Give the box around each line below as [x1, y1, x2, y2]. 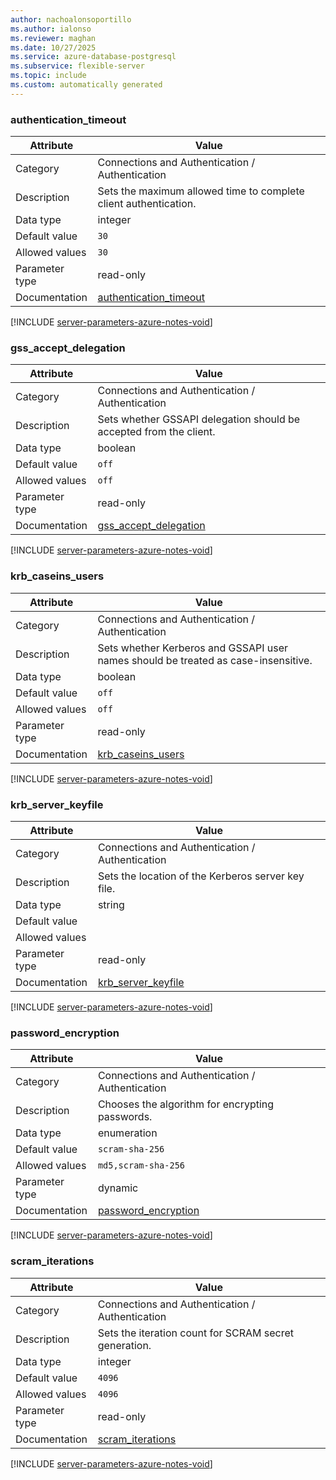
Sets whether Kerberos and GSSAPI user [97, 641, 289, 655]
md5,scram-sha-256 [97, 1160, 186, 1171]
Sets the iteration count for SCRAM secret [97, 1326, 295, 1340]
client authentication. [97, 197, 197, 211]
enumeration [97, 1126, 158, 1140]
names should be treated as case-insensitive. [97, 653, 313, 667]
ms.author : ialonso [10, 24, 92, 34]
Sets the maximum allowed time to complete [97, 184, 305, 198]
